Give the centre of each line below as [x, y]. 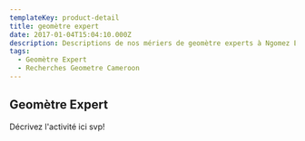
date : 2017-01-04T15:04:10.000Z [70, 34]
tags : [20, 52]
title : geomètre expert [54, 26]
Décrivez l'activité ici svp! [58, 127]
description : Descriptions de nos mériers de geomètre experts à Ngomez [150, 43]
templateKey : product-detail [64, 18]
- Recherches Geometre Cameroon [79, 69]
